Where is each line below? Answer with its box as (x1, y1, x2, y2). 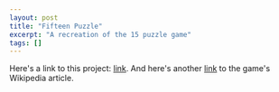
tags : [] (9, 38, 42, 48)
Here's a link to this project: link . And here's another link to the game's (9, 63, 271, 74)
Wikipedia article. (9, 73, 74, 84)
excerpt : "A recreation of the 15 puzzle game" (9, 30, 192, 39)
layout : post (9, 13, 59, 23)
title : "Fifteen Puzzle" (9, 22, 103, 31)
